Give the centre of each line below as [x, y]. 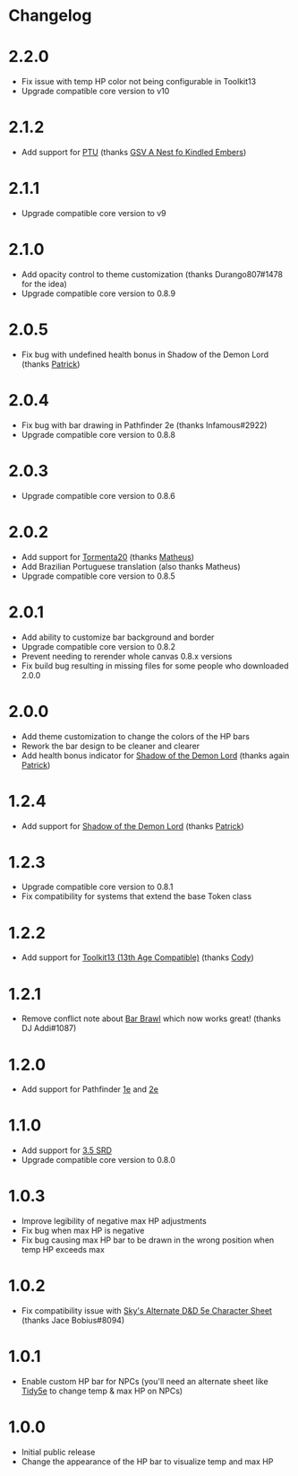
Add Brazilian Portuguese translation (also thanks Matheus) [131, 566]
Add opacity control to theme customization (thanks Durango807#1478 [152, 274]
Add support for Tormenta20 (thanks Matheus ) [107, 556]
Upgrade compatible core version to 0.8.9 [98, 293]
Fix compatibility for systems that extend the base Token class [136, 896]
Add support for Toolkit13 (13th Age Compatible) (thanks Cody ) [137, 957]
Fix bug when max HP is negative [83, 1231]
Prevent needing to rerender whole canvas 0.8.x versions [127, 656]
